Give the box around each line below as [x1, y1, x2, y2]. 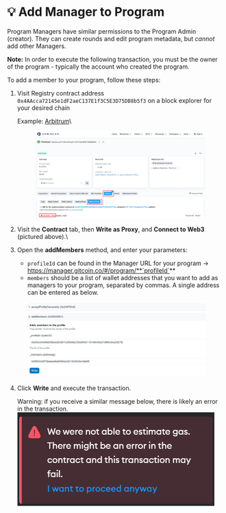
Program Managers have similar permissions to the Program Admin [7, 27, 197, 35]
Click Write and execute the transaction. [16, 384, 131, 392]
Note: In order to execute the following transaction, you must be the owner [7, 55, 218, 63]
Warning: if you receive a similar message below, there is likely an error [16, 398, 218, 406]
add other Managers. [7, 42, 66, 50]
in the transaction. [16, 404, 68, 413]
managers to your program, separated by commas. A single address [27, 281, 220, 289]
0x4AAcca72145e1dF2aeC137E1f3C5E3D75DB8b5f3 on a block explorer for [16, 96, 212, 104]
